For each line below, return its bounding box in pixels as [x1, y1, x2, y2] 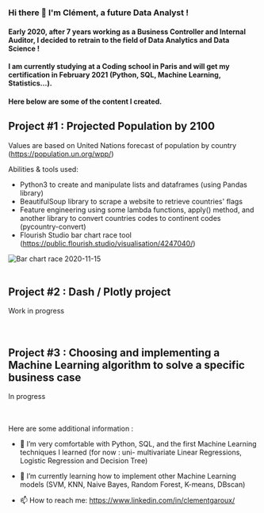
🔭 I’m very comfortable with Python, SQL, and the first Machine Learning [19, 439, 257, 449]
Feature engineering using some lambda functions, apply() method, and [19, 205, 254, 215]
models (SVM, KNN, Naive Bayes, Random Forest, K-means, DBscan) [19, 480, 246, 489]
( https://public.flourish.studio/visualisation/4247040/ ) [19, 238, 196, 248]
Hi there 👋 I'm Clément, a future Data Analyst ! [8, 7, 189, 18]
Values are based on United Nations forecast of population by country [8, 140, 237, 150]
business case [8, 370, 82, 384]
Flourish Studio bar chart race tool [19, 230, 132, 240]
